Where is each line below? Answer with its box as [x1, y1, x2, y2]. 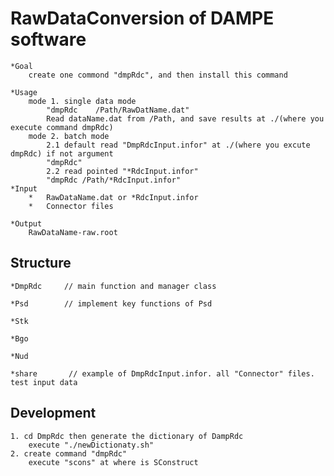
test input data [10, 377, 78, 387]
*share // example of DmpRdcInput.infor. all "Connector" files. [10, 368, 315, 379]
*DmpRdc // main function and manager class [10, 281, 217, 291]
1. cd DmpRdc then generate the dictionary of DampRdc [10, 431, 244, 441]
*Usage [10, 87, 38, 97]
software [10, 28, 87, 51]
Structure [10, 255, 72, 272]
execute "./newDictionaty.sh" [28, 440, 155, 450]
